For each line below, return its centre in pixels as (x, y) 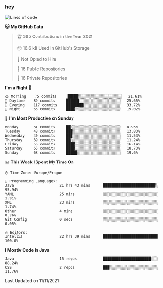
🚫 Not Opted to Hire (37, 59)
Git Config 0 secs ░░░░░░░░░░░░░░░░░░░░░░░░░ (81, 220)
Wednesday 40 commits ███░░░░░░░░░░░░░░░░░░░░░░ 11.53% (72, 136)
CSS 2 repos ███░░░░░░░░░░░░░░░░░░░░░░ (81, 268)
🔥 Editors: (16, 233)
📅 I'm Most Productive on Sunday (39, 118)
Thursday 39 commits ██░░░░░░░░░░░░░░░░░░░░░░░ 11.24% (72, 140)
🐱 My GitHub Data (24, 27)
